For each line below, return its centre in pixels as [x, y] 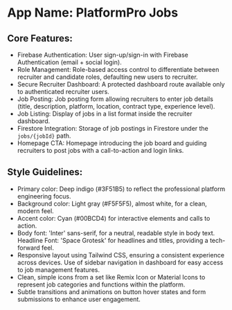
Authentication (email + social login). [70, 62]
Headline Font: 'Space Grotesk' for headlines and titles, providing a [113, 240]
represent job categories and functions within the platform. [101, 284]
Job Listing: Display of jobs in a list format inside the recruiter [105, 113]
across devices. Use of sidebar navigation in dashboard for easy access [120, 262]
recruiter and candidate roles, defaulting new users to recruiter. [108, 77]
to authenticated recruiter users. [63, 92]
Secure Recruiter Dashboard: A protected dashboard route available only [121, 84]
